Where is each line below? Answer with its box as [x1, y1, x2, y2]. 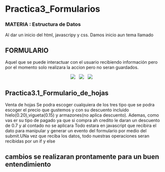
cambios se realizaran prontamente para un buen [5, 152, 159, 161]
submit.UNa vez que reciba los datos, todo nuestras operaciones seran [5, 133, 149, 139]
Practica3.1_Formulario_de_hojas [5, 89, 109, 97]
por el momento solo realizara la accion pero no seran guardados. [5, 65, 139, 71]
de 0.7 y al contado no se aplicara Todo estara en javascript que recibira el [5, 123, 157, 128]
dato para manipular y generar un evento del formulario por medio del [5, 128, 147, 134]
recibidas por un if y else [5, 138, 56, 144]
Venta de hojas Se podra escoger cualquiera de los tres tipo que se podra [5, 102, 155, 108]
